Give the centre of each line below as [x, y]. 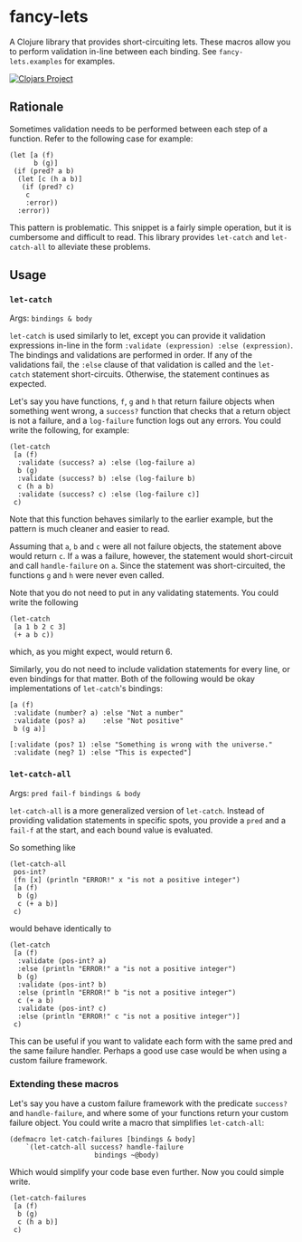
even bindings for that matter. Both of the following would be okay [132, 679]
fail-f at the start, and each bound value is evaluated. [111, 830]
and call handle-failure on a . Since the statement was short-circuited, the [147, 566]
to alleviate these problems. [99, 246]
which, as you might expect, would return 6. [91, 652]
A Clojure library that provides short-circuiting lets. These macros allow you [150, 42]
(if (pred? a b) [44, 171]
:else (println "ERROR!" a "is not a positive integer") [127, 968]
